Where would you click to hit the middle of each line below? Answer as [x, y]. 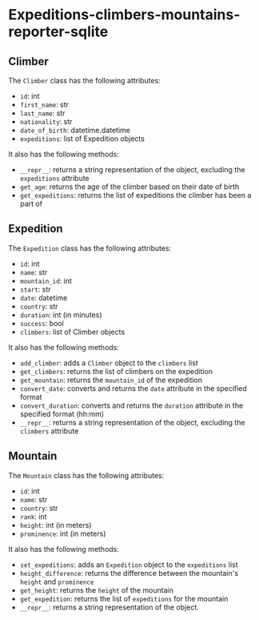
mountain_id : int [46, 280]
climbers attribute [49, 431]
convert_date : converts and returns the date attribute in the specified [133, 388]
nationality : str [46, 121]
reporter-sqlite [58, 32]
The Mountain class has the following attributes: [86, 475]
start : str [35, 289]
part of [31, 203]
